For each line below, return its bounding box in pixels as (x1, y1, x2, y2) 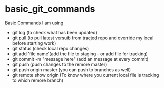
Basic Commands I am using (5, 20, 64, 26)
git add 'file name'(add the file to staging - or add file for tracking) (12, 51, 148, 57)
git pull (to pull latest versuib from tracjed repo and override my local (12, 35, 154, 41)
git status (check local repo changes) (12, 45, 89, 51)
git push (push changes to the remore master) (12, 61, 107, 67)
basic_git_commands (5, 3, 95, 15)
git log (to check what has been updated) (12, 29, 97, 35)
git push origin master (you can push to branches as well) (12, 66, 131, 73)
